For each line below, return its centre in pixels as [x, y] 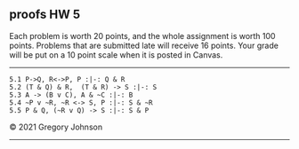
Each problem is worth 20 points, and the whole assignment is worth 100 [142, 35]
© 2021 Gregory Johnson [56, 127]
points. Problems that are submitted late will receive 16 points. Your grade [144, 45]
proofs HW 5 [45, 15]
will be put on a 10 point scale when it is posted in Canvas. [116, 55]
